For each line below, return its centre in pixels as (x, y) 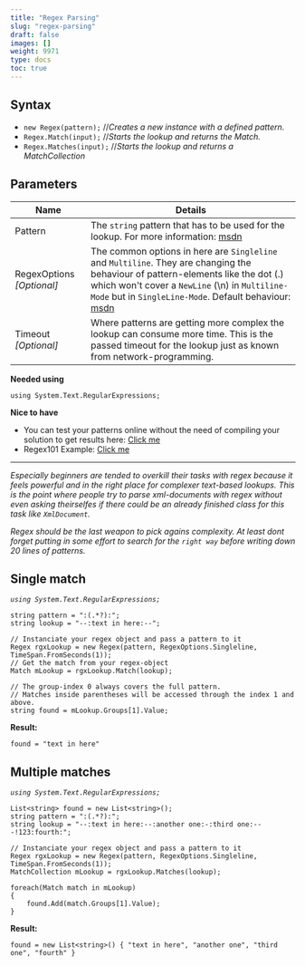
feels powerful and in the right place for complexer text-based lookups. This (152, 485)
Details (191, 209)
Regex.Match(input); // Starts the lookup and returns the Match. (142, 136)
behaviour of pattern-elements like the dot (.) (187, 274)
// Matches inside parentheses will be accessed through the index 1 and (152, 695)
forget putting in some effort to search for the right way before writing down (153, 541)
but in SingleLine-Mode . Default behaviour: (201, 296)
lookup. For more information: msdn (167, 237)
